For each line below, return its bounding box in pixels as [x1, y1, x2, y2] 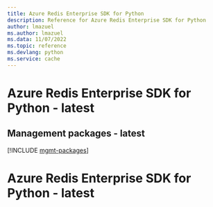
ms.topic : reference [7, 42, 67, 49]
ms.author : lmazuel [7, 29, 64, 37]
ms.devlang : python [7, 49, 64, 56]
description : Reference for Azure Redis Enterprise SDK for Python [7, 17, 207, 24]
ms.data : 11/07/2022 [7, 36, 67, 43]
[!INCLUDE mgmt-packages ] [7, 146, 89, 154]
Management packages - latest [7, 128, 146, 140]
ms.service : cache [7, 56, 60, 63]
